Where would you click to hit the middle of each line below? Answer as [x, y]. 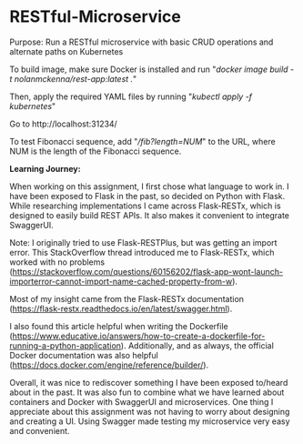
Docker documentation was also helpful [84, 355]
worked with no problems [57, 262]
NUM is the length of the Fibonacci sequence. [96, 151]
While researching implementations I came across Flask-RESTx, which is [145, 206]
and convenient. [40, 430]
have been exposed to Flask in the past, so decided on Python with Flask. [147, 196]
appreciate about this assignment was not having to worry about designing [150, 411]
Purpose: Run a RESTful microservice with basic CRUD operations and [141, 42]
